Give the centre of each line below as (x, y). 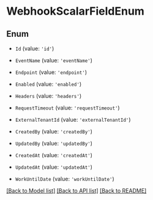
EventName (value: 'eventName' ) (54, 60)
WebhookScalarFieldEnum (76, 11)
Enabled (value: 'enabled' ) (48, 84)
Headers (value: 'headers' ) (48, 96)
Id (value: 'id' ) (35, 48)
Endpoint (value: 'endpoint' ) (51, 72)
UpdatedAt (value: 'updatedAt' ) (54, 167)
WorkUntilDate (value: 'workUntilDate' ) (65, 179)
